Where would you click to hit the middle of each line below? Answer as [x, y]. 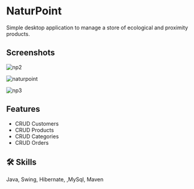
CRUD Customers [37, 123]
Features [23, 109]
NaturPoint [34, 11]
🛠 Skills [22, 162]
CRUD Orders [32, 142]
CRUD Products [34, 130]
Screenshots [31, 53]
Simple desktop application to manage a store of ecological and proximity [97, 28]
